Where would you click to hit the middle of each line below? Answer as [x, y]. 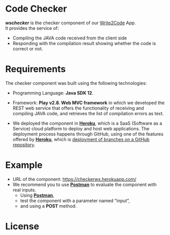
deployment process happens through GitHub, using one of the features [88, 134]
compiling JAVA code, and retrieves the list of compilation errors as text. [88, 113]
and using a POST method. [48, 206]
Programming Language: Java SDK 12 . [53, 93]
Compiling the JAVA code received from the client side [70, 38]
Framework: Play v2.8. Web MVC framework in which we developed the [89, 103]
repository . [24, 145]
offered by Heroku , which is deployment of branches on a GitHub [81, 139]
